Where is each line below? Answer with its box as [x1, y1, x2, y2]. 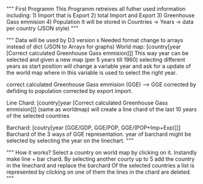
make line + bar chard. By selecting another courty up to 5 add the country [6, 155, 195, 163]
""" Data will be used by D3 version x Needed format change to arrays [6, 37, 183, 43]
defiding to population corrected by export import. [6, 87, 133, 94]
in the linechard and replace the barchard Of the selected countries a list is [6, 162, 194, 169]
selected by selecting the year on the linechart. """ [6, 137, 134, 144]
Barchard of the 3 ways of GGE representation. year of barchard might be [6, 131, 191, 138]
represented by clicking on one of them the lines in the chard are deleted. [6, 168, 191, 175]
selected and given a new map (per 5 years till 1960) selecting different [6, 56, 185, 63]
